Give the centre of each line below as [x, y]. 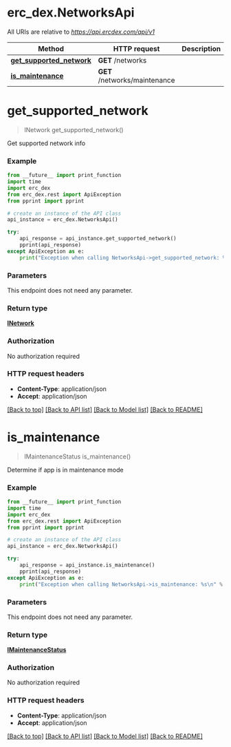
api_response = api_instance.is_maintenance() [87, 565]
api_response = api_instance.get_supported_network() [98, 239]
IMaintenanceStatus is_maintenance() [77, 456]
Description [201, 48]
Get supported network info [46, 143]
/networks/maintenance [136, 80]
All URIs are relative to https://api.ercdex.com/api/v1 [81, 32]
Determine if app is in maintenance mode [65, 470]
